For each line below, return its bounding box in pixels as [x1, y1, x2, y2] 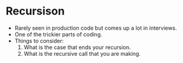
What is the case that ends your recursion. [23, 44, 131, 51]
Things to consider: [14, 37, 64, 44]
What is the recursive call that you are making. [23, 50, 141, 57]
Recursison [6, 4, 65, 18]
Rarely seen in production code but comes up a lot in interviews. [14, 24, 177, 31]
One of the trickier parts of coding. [14, 30, 102, 38]
